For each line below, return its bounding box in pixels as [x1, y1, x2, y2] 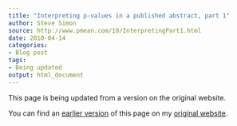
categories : [8, 41, 48, 49]
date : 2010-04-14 [8, 33, 66, 42]
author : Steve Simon [8, 19, 77, 27]
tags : [8, 57, 26, 65]
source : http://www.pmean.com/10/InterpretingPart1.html [8, 26, 202, 34]
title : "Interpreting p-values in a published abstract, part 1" [8, 11, 230, 20]
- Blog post [8, 49, 48, 57]
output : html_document [8, 71, 84, 79]
